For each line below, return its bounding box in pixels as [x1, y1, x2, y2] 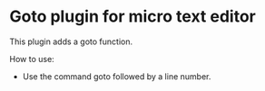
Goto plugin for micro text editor [9, 6, 256, 27]
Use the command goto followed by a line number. [22, 70, 211, 82]
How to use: [9, 53, 54, 64]
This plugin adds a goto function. [9, 36, 133, 47]
